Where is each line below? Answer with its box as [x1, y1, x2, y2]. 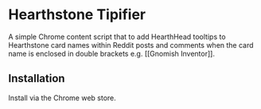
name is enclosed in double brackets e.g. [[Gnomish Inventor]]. [8, 49, 215, 58]
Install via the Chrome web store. [8, 93, 117, 103]
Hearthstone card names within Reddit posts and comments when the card [8, 40, 254, 49]
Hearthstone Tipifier [8, 6, 146, 24]
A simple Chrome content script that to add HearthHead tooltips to [8, 32, 226, 41]
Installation [8, 72, 65, 85]
